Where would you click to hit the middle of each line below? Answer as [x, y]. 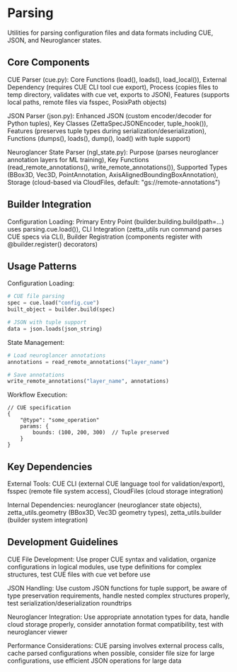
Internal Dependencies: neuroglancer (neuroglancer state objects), [105, 505]
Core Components [48, 63]
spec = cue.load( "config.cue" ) [53, 303]
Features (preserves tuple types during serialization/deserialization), [107, 131]
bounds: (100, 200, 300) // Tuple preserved [101, 433]
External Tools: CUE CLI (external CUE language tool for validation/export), [116, 484]
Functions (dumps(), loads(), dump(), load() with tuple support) [99, 138]
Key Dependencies [50, 466]
